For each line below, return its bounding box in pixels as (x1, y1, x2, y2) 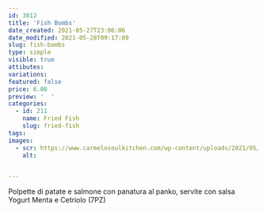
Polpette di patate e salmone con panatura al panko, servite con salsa (8, 187, 236, 196)
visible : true (8, 56, 55, 64)
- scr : (15, 144, 37, 152)
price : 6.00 (8, 85, 47, 93)
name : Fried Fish (22, 115, 80, 123)
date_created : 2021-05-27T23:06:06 (8, 26, 126, 34)
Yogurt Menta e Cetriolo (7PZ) (8, 195, 107, 205)
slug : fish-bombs (8, 41, 66, 49)
